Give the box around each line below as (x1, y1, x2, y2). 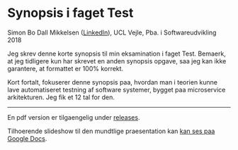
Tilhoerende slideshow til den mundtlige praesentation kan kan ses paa (7, 127, 215, 135)
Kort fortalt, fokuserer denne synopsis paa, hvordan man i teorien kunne (7, 77, 218, 86)
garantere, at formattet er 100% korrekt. (7, 64, 124, 73)
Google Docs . (7, 134, 47, 142)
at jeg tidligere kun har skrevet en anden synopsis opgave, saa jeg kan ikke (7, 56, 227, 65)
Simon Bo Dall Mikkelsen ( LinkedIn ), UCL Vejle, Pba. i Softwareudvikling (7, 28, 217, 37)
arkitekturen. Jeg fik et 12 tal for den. (7, 93, 115, 101)
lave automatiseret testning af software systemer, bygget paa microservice (7, 85, 226, 94)
